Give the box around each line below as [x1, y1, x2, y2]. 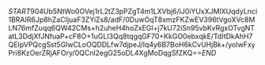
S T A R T [8, 7, 31, 16]
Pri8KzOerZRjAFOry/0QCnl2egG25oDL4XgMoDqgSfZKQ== [8, 49, 203, 57]
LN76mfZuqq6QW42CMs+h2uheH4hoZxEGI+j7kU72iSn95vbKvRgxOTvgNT [8, 23, 256, 32]
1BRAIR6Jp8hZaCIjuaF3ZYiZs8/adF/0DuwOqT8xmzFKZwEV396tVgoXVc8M [8, 15, 256, 24]
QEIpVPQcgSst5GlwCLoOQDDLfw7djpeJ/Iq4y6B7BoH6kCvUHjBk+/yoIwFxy [8, 40, 256, 49]
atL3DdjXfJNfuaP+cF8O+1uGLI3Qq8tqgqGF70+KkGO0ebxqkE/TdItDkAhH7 [8, 31, 253, 41]
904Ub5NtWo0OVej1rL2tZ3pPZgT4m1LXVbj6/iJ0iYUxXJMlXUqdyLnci [30, 7, 258, 16]
